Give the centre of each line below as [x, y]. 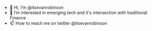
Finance [18, 18]
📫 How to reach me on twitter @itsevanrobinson [59, 23]
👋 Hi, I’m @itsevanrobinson [37, 8]
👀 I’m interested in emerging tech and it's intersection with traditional [78, 13]
